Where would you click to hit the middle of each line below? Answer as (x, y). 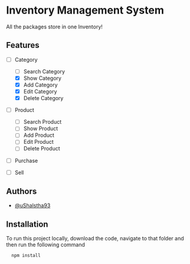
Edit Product (39, 142)
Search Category (44, 71)
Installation (27, 224)
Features (23, 45)
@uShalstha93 (32, 205)
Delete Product (42, 149)
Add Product (39, 135)
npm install (26, 256)
